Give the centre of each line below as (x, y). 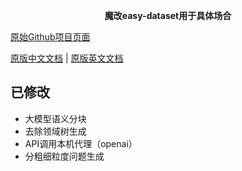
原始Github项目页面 (50, 37)
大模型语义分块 (55, 118)
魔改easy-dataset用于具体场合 (168, 15)
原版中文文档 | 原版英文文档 (67, 58)
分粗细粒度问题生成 (64, 156)
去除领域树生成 (55, 131)
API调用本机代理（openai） (81, 143)
